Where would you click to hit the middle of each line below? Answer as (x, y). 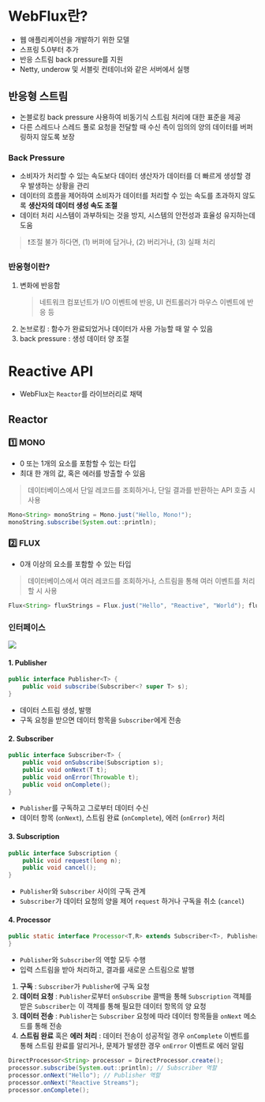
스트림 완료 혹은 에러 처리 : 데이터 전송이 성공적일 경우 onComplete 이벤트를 (134, 1036)
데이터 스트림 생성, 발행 (56, 710)
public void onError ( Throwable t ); (81, 777)
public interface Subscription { (63, 853)
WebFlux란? (48, 16)
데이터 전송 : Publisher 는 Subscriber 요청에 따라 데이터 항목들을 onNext (131, 1016)
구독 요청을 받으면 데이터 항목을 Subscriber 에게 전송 (100, 720)
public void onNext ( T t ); (65, 770)
